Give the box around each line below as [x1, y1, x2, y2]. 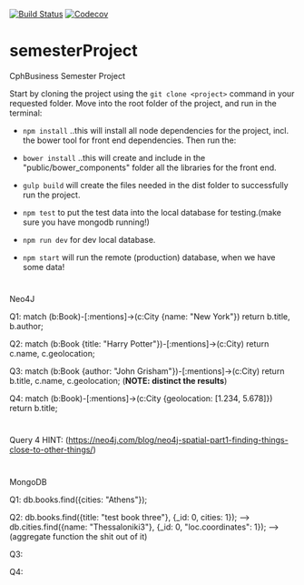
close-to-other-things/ [9, 444, 93, 455]
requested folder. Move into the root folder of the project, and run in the [9, 97, 277, 108]
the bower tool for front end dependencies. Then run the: [22, 135, 237, 146]
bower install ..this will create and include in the [22, 152, 206, 163]
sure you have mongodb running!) [22, 217, 150, 227]
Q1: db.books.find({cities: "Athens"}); [9, 494, 148, 505]
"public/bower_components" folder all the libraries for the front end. [22, 162, 277, 173]
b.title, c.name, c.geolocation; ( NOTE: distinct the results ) [9, 376, 228, 387]
